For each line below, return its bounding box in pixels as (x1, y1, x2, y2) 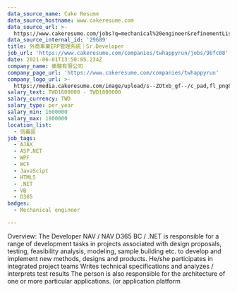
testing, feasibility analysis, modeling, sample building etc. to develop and (7, 247, 221, 255)
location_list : (7, 121, 52, 129)
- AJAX (13, 141, 33, 148)
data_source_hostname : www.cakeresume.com (7, 17, 134, 24)
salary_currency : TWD (7, 96, 71, 103)
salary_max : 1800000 (7, 115, 68, 122)
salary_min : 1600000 (7, 108, 68, 115)
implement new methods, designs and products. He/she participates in (7, 254, 214, 262)
